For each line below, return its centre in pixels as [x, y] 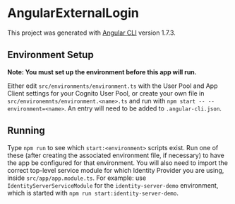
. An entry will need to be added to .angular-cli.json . [143, 108]
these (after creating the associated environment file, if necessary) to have [116, 155]
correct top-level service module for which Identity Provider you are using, [116, 170]
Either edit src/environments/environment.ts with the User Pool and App [113, 86]
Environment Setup [50, 55]
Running [26, 131]
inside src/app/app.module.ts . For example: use [77, 178]
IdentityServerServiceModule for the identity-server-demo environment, [113, 185]
